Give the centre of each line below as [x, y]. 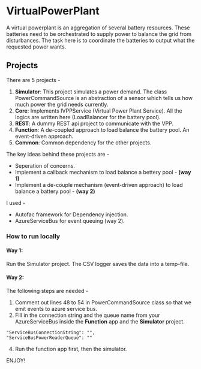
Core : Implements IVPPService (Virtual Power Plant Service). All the [98, 111]
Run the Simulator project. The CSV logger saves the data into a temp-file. [98, 264]
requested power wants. [36, 47]
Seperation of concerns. [45, 165]
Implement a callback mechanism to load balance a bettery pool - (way [103, 172]
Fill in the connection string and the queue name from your [87, 315]
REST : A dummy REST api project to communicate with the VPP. [94, 123]
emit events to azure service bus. [56, 309]
